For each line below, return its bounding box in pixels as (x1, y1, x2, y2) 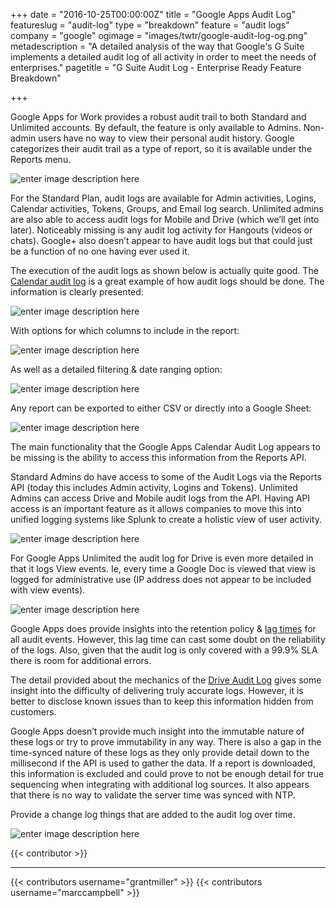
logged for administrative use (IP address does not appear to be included (10, 574, 312, 585)
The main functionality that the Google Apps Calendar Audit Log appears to (10, 441, 321, 453)
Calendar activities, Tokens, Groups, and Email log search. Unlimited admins (10, 203, 324, 214)
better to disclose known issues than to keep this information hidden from (10, 695, 314, 707)
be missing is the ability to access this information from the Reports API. (10, 452, 307, 463)
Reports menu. (10, 154, 72, 165)
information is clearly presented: (10, 286, 144, 298)
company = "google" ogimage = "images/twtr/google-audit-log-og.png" (10, 30, 308, 41)
